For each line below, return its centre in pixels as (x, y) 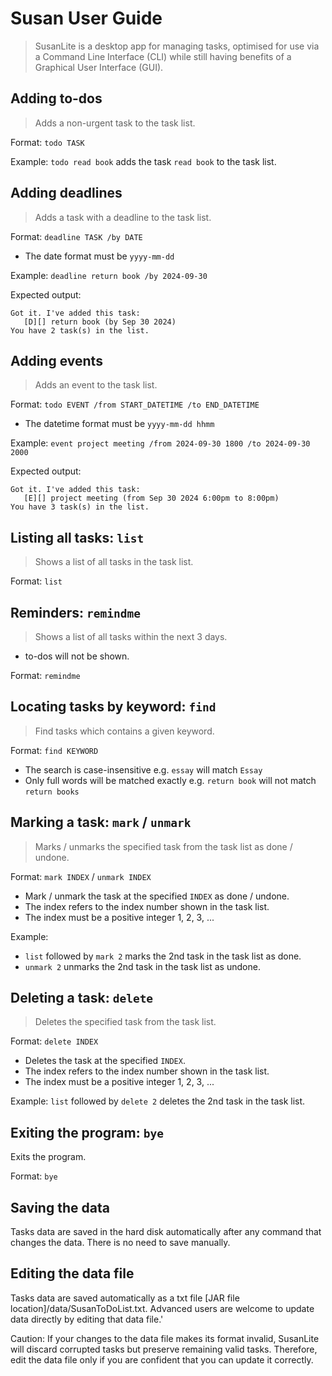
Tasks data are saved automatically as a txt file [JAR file (125, 1298)
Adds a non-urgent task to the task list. (115, 123)
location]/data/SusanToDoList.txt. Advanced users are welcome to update (162, 1308)
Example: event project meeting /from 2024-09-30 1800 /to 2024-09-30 (160, 443)
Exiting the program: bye (87, 1132)
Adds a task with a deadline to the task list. (123, 217)
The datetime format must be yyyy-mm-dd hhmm (119, 424)
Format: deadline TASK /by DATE (76, 236)
